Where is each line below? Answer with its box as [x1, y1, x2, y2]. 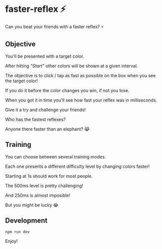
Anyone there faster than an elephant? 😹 [5, 126, 90, 132]
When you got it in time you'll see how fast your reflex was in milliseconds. [5, 97, 158, 103]
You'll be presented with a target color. [5, 53, 84, 59]
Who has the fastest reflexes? [5, 116, 66, 122]
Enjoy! [5, 238, 18, 244]
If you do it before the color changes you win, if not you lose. [5, 87, 130, 93]
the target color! [5, 78, 38, 84]
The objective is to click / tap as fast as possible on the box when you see [5, 72, 156, 78]
